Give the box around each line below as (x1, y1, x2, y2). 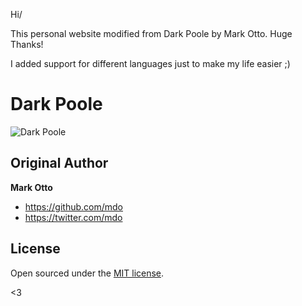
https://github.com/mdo (24, 200, 123, 213)
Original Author (10, 155, 109, 172)
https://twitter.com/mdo (24, 211, 123, 223)
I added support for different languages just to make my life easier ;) (10, 58, 291, 69)
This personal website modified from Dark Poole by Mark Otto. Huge (10, 28, 293, 39)
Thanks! (10, 39, 44, 50)
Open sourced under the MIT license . (10, 267, 165, 279)
